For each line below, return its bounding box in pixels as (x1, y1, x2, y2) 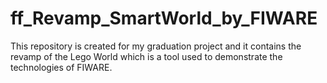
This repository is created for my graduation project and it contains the (10, 40, 302, 52)
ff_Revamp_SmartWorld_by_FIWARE (10, 7, 318, 30)
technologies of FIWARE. (10, 61, 113, 73)
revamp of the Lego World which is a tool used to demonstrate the (10, 50, 283, 62)
